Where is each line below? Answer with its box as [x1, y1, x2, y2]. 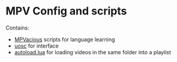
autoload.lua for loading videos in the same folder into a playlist [14, 48, 172, 55]
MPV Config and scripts [5, 4, 127, 18]
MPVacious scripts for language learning [14, 36, 115, 43]
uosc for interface [14, 42, 59, 49]
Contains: [5, 24, 29, 31]
